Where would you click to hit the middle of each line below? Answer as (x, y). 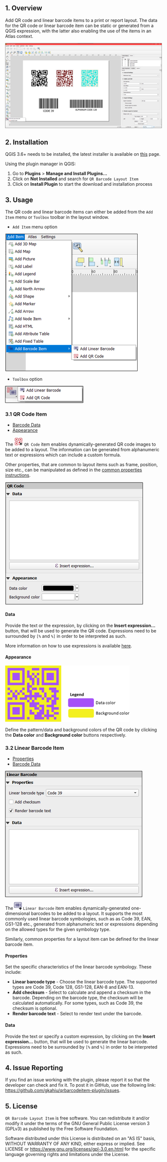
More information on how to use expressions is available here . (69, 645)
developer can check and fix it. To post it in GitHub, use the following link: (81, 1085)
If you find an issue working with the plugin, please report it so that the (78, 1080)
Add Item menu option (35, 227)
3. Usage (19, 200)
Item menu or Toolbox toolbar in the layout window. (57, 217)
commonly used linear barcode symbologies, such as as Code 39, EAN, (79, 919)
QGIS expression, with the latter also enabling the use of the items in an (78, 31)
